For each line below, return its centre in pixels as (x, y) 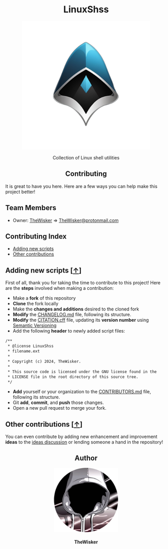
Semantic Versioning (35, 325)
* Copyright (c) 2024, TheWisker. (44, 362)
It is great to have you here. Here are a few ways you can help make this (81, 186)
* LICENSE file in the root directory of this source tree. (73, 377)
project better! (20, 192)
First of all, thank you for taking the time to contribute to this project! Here (83, 283)
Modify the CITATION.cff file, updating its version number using (81, 320)
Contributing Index (36, 236)
